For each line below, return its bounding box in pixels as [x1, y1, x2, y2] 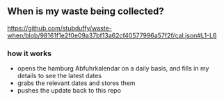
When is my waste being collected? [7, 6, 165, 17]
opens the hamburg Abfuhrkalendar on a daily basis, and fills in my [17, 64, 209, 73]
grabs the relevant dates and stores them [17, 79, 136, 87]
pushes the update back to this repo [17, 86, 122, 95]
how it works [7, 48, 52, 58]
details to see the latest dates [17, 72, 102, 80]
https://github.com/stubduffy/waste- [7, 24, 113, 32]
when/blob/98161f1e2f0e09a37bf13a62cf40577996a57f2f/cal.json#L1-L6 [7, 31, 217, 39]
